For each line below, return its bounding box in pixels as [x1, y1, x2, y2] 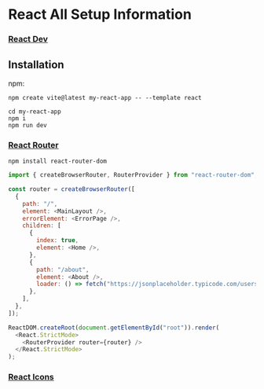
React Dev [8, 34, 49, 45]
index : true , [36, 237, 79, 244]
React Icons [8, 372, 55, 383]
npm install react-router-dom [8, 157, 108, 166]
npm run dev [8, 121, 47, 129]
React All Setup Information [8, 6, 192, 24]
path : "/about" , [36, 266, 90, 273]
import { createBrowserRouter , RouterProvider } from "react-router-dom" [8, 171, 255, 179]
